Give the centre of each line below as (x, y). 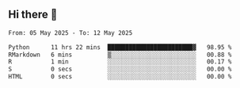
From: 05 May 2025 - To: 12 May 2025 (70, 33)
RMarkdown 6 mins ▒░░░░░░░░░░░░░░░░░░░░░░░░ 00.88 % (120, 55)
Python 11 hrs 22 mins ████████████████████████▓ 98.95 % (120, 47)
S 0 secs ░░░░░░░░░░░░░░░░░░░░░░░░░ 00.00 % (120, 69)
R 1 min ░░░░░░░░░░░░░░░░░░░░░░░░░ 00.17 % (120, 62)
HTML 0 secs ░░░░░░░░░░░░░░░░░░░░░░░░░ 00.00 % (120, 77)
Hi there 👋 (33, 15)
